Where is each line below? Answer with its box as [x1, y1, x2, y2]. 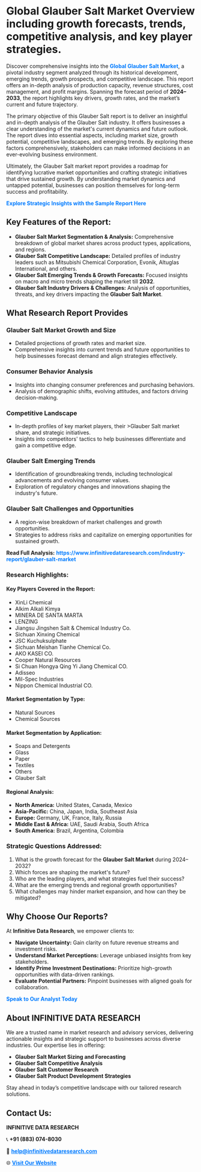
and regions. [14, 245, 46, 253]
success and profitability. [6, 188, 69, 195]
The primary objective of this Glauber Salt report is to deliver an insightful [6, 112, 188, 120]
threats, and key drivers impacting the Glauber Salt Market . [14, 290, 163, 298]
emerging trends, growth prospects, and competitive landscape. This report [6, 75, 194, 82]
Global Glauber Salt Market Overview [6, 4, 195, 18]
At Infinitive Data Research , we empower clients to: [6, 927, 135, 934]
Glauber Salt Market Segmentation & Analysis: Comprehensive [14, 233, 174, 240]
